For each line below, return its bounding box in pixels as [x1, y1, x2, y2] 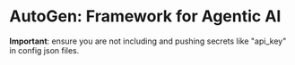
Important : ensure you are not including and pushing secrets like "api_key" [9, 36, 287, 46]
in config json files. [9, 45, 80, 55]
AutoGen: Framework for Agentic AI [9, 6, 282, 27]
